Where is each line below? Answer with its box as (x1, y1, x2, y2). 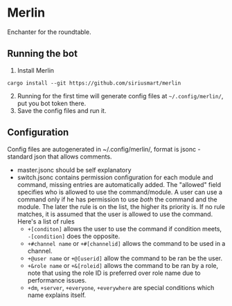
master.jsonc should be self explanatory (17, 165, 132, 174)
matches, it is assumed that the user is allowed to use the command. (17, 210, 213, 218)
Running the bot (7, 48, 78, 60)
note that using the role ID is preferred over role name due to (27, 269, 201, 277)
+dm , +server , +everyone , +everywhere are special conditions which (27, 283, 215, 291)
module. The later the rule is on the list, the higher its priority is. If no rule (17, 202, 225, 210)
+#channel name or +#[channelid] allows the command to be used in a (27, 239, 226, 247)
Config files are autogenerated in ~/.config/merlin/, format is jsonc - (7, 145, 201, 153)
